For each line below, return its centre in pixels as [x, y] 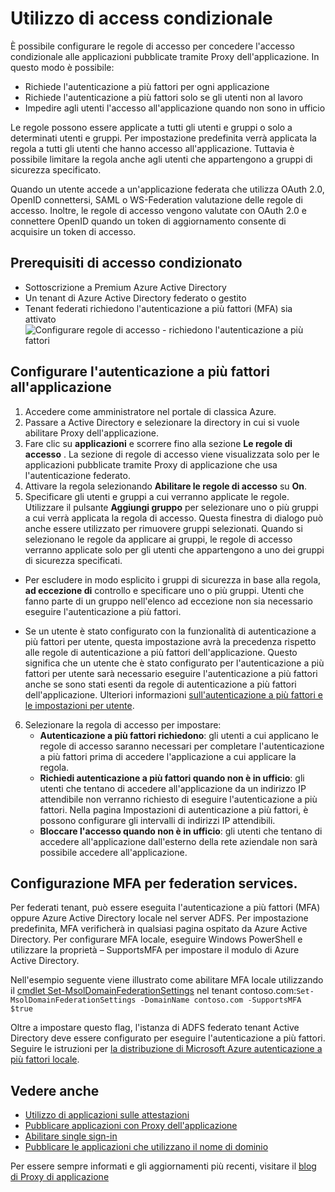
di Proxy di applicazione [60, 1177]
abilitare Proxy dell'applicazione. [92, 433]
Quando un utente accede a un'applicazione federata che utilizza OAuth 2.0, [167, 189]
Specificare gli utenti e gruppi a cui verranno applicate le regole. [157, 496]
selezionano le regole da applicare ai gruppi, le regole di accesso [158, 539]
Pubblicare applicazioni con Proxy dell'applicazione [131, 1126]
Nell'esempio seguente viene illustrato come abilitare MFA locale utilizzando [167, 980]
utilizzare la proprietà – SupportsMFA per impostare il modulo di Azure [155, 950]
